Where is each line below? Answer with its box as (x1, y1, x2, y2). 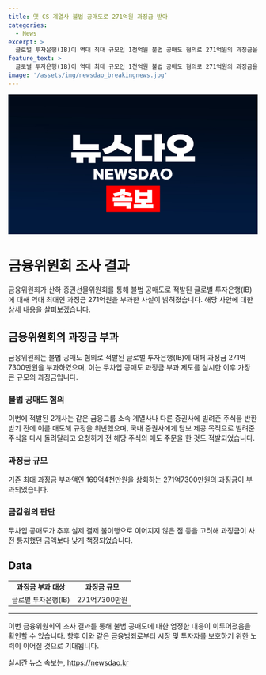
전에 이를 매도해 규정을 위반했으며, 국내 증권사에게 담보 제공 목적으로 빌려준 (22, 423, 256, 433)
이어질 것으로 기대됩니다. (22, 641, 100, 650)
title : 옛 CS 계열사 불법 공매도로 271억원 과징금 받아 (8, 13, 169, 21)
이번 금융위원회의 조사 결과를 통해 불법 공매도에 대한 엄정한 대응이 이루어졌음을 (8, 621, 252, 631)
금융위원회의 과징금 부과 (8, 330, 119, 343)
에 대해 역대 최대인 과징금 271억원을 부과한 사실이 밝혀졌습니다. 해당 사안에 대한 (8, 295, 253, 305)
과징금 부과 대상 (17, 582, 66, 592)
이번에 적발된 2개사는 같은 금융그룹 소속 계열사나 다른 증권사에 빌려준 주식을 (8, 414, 243, 423)
